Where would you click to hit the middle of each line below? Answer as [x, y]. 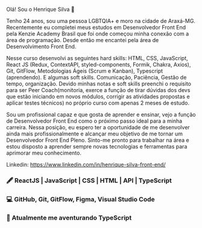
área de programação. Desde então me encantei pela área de [83, 40]
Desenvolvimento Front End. [41, 46]
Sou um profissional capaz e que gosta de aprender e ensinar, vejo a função [101, 115]
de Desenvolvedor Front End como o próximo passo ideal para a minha [94, 121]
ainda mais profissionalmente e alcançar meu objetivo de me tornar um [94, 134]
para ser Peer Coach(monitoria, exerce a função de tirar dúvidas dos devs [98, 90]
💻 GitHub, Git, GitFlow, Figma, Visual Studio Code [80, 199]
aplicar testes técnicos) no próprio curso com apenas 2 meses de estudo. [98, 103]
